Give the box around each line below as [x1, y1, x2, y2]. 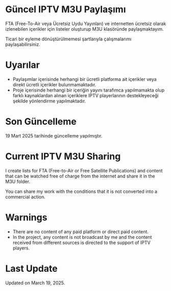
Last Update [5, 262, 58, 274]
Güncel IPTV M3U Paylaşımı [5, 4, 126, 15]
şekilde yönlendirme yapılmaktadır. [12, 98, 86, 104]
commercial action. [5, 193, 46, 200]
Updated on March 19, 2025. [5, 280, 65, 286]
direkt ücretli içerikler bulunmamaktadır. [12, 81, 96, 87]
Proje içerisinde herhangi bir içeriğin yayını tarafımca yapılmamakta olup [12, 87, 165, 93]
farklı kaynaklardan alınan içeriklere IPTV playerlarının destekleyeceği [12, 92, 159, 98]
